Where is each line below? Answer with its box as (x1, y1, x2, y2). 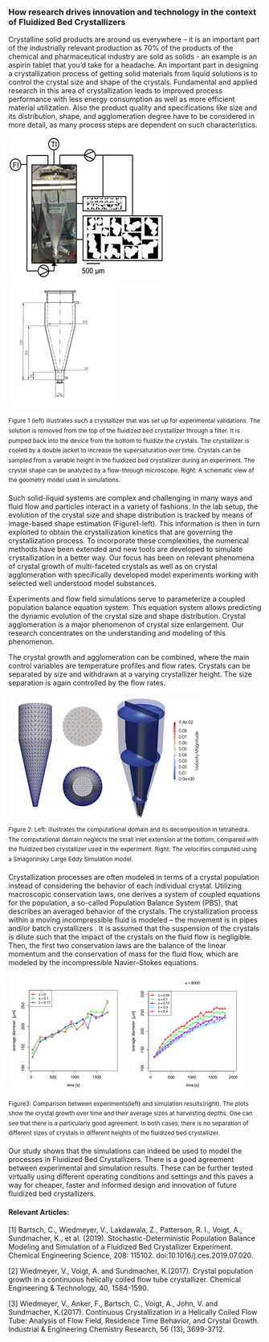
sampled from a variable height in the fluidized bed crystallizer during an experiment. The (8, 456, 255, 464)
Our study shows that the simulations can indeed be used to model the (8, 1146, 243, 1156)
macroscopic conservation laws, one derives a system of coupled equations (8, 889, 261, 898)
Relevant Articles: (8, 1207, 70, 1217)
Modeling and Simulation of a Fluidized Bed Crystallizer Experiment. (8, 1242, 233, 1252)
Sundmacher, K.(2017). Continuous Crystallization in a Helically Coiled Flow (8, 1307, 258, 1317)
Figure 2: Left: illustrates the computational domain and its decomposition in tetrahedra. (8, 825, 250, 833)
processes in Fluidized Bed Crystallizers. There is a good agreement (8, 1155, 234, 1164)
